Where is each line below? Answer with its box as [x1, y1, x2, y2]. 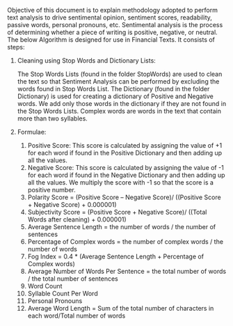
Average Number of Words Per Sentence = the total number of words [27, 267, 227, 275]
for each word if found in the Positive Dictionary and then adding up [27, 149, 223, 157]
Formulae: [17, 128, 47, 136]
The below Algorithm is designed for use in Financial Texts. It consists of [7, 36, 216, 44]
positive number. [27, 186, 76, 194]
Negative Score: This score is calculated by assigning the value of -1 [27, 164, 224, 171]
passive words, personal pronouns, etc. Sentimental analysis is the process [7, 21, 223, 29]
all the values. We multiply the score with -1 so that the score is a [27, 178, 214, 187]
